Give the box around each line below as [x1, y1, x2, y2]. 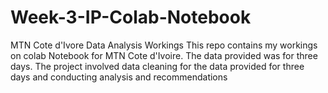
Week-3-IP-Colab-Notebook [10, 6, 252, 29]
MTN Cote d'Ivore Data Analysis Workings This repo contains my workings [10, 39, 318, 51]
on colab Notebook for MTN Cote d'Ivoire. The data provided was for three [10, 49, 318, 61]
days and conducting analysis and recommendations [10, 71, 228, 83]
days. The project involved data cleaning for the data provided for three [10, 60, 305, 72]
